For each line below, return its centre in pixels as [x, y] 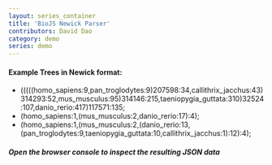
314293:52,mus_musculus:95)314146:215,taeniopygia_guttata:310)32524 [142, 99]
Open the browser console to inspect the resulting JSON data [114, 152]
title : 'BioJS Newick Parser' [60, 24]
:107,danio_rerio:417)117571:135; [73, 107]
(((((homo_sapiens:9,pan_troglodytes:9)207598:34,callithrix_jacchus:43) [142, 90]
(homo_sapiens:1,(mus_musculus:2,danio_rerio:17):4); [110, 116]
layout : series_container [52, 16]
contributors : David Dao [50, 31]
